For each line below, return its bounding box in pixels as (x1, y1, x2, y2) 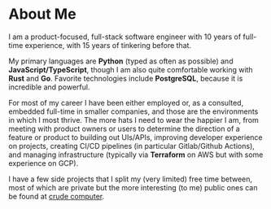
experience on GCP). (8, 158, 79, 168)
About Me (8, 5, 76, 24)
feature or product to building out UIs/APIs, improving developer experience (8, 132, 263, 142)
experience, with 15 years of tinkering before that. (24, 40, 192, 50)
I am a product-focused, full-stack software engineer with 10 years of (8, 32, 242, 41)
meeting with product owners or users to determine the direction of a (8, 124, 240, 133)
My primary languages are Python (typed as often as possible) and (8, 56, 234, 66)
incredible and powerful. (8, 82, 90, 92)
